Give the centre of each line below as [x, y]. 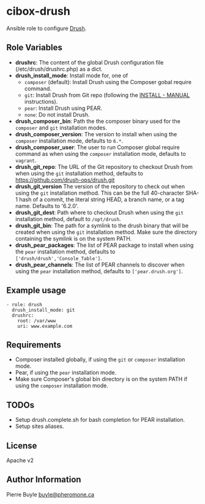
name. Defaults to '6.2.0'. [47, 206]
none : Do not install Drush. [57, 114]
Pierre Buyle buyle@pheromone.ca [50, 494]
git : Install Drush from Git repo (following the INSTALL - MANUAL [107, 95]
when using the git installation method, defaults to [79, 173]
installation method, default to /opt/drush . [68, 219]
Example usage [36, 291]
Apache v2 [20, 460]
